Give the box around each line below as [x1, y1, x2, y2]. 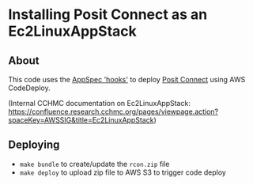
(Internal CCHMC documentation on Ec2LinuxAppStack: [8, 99, 191, 108]
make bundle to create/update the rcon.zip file [19, 159, 170, 168]
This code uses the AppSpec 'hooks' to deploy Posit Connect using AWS [8, 75, 246, 84]
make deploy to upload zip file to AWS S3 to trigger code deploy [19, 168, 227, 177]
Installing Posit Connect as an [8, 6, 208, 24]
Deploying [8, 138, 60, 152]
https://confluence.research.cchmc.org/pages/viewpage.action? [8, 107, 219, 116]
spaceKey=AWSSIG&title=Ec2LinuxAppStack [8, 115, 154, 124]
